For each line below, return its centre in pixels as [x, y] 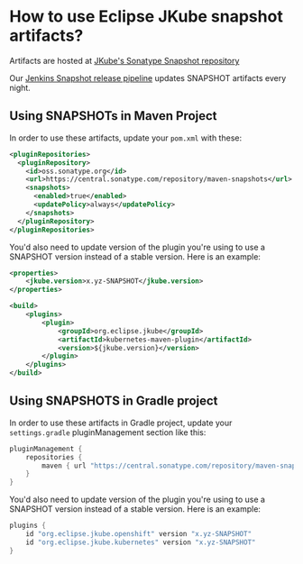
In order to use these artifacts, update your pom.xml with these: [125, 138]
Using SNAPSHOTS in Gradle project [114, 401]
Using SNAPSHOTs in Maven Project [114, 116]
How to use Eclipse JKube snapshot [147, 17]
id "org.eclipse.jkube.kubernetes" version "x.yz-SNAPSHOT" [141, 542]
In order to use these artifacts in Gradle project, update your [121, 423]
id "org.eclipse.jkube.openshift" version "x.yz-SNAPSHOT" [139, 534]
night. [20, 87]
